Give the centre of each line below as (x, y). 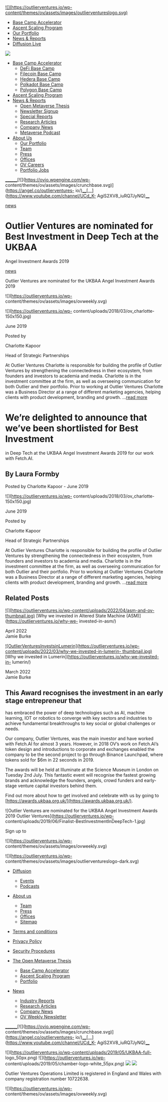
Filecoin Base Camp (41, 74)
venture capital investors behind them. (57, 786)
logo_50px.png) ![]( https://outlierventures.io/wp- (55, 1058)
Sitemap (29, 922)
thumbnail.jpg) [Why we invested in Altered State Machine (65, 615)
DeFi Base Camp (37, 68)
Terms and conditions (35, 932)
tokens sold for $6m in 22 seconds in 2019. (50, 760)
